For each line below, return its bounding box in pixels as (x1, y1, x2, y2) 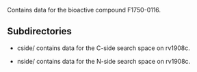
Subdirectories (7, 25, 72, 37)
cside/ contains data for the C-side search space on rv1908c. (16, 44, 190, 52)
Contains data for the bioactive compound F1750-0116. (7, 6, 161, 14)
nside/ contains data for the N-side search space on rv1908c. (16, 57, 191, 65)
